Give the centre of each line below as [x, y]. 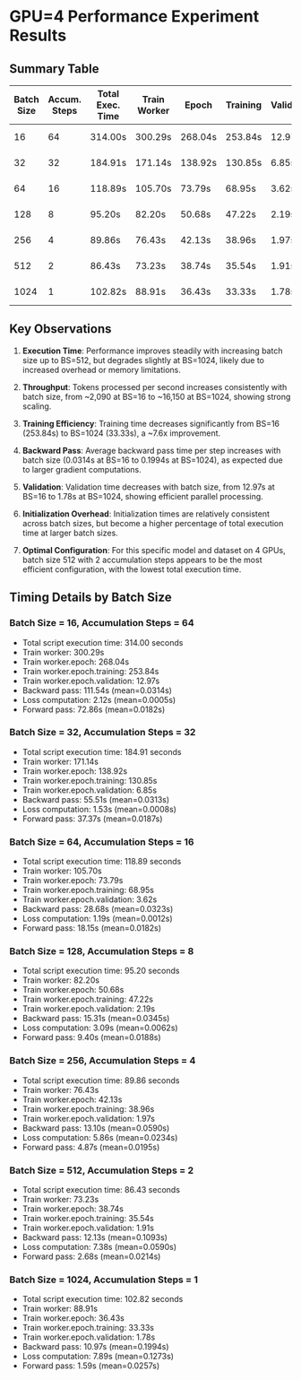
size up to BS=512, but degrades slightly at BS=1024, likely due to [143, 360]
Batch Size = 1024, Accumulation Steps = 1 [104, 1280]
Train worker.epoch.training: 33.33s [88, 1328]
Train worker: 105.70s [62, 871]
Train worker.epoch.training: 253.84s [90, 671]
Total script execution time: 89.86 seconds [101, 1080]
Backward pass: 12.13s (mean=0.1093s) [95, 1237]
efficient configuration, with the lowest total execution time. [132, 569]
